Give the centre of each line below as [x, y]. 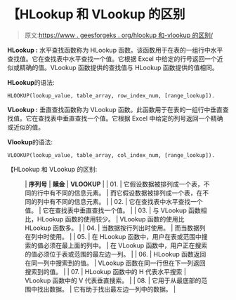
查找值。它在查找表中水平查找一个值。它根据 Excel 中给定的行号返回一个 [112, 59]
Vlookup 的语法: [30, 142]
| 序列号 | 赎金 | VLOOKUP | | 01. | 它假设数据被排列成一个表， [114, 184]
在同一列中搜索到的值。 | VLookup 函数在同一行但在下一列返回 [115, 263]
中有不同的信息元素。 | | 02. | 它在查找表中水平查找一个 [123, 201]
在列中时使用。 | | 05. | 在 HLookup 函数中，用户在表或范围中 [113, 236]
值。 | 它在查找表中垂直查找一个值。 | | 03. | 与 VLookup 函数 [113, 210]
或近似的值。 [26, 127]
